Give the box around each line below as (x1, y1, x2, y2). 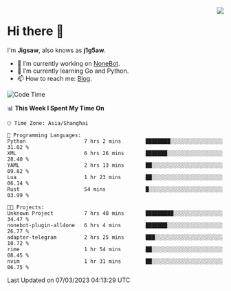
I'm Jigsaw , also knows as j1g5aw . (7, 46, 107, 54)
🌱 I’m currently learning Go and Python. (16, 67, 129, 75)
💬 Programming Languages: (7, 132, 81, 139)
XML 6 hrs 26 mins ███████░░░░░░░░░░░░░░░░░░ (7, 150, 223, 156)
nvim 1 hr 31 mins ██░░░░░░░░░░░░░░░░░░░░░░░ (7, 257, 223, 265)
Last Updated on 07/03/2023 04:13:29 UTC (7, 276, 131, 284)
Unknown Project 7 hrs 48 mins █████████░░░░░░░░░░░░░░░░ (7, 209, 223, 217)
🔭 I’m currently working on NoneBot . (16, 59, 120, 67)
